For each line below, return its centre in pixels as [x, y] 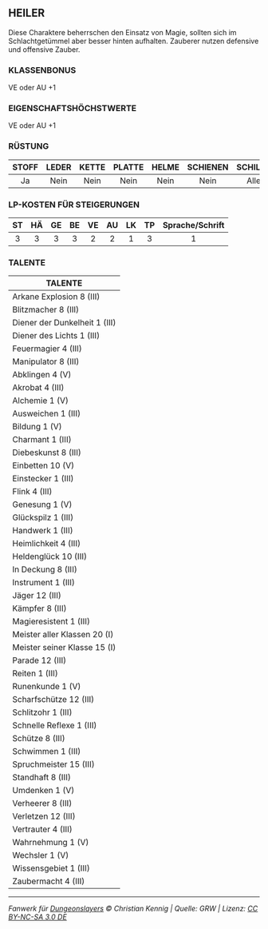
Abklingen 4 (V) [42, 375]
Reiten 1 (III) [35, 673]
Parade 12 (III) [39, 660]
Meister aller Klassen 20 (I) [63, 635]
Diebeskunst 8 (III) [47, 453]
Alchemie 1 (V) [41, 401]
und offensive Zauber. [44, 49]
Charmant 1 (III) [42, 440]
